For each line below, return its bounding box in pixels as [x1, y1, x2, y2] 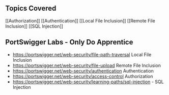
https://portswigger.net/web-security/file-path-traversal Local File [12, 51, 152, 58]
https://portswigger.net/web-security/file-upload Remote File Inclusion [12, 62, 161, 68]
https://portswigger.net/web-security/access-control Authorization [12, 73, 153, 79]
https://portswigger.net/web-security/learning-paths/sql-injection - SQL [12, 79, 164, 85]
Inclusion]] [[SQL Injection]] [5, 23, 64, 29]
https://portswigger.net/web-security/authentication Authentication [12, 67, 154, 74]
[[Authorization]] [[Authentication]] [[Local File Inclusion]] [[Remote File [5, 17, 155, 23]
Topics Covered [5, 4, 57, 13]
